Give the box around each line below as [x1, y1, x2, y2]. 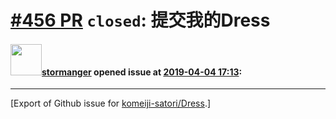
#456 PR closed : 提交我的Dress [10, 9, 271, 32]
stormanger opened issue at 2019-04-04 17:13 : [41, 66, 243, 78]
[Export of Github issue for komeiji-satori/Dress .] [10, 97, 212, 110]
